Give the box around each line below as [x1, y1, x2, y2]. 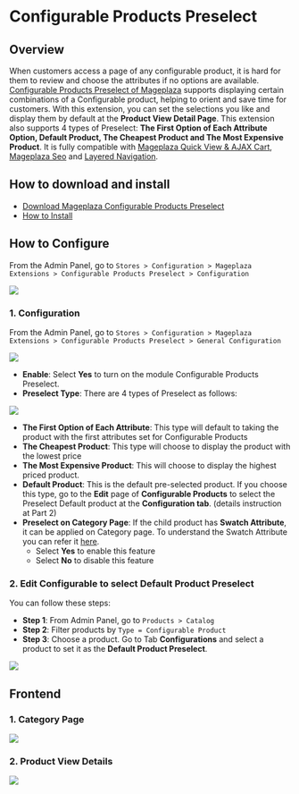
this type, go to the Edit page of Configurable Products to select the [21, 488, 276, 499]
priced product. [21, 469, 80, 480]
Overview [9, 42, 65, 57]
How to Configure [9, 236, 110, 251]
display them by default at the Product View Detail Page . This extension [9, 114, 275, 123]
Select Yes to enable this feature [35, 545, 156, 556]
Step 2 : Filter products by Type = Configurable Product [21, 624, 227, 636]
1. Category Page [9, 713, 85, 725]
